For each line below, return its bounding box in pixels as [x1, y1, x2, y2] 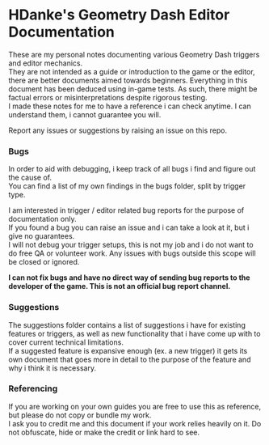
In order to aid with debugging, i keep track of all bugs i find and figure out [8, 164, 256, 174]
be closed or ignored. [8, 257, 80, 267]
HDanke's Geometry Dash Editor [8, 6, 230, 24]
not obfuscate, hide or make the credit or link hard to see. [8, 427, 200, 437]
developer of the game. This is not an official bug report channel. [8, 282, 231, 291]
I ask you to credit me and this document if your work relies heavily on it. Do [8, 418, 262, 428]
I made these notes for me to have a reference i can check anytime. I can [8, 101, 252, 111]
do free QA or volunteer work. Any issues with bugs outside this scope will [8, 248, 256, 258]
